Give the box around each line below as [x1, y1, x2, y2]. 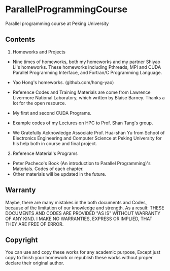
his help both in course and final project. [12, 140, 97, 146]
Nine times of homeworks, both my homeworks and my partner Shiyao [12, 59, 161, 65]
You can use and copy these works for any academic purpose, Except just [5, 249, 161, 255]
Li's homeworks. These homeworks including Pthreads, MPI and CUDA [12, 64, 161, 70]
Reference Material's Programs [12, 150, 78, 156]
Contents [5, 35, 36, 44]
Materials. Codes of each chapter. [12, 166, 84, 172]
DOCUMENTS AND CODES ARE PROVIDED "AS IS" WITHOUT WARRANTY [5, 210, 161, 216]
